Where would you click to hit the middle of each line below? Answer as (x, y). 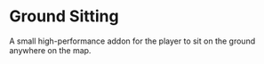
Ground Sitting (64, 16)
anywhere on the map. (50, 50)
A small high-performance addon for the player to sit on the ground (132, 41)
